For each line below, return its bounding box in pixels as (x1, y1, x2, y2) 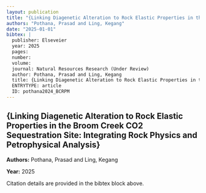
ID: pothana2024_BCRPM (12, 89, 70, 95)
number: (12, 54, 32, 60)
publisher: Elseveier (12, 37, 67, 43)
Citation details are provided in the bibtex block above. (6, 180, 144, 187)
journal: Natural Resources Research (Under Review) (12, 65, 150, 72)
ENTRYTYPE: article (12, 83, 62, 89)
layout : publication (6, 9, 59, 15)
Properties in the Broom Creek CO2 (6, 120, 143, 131)
